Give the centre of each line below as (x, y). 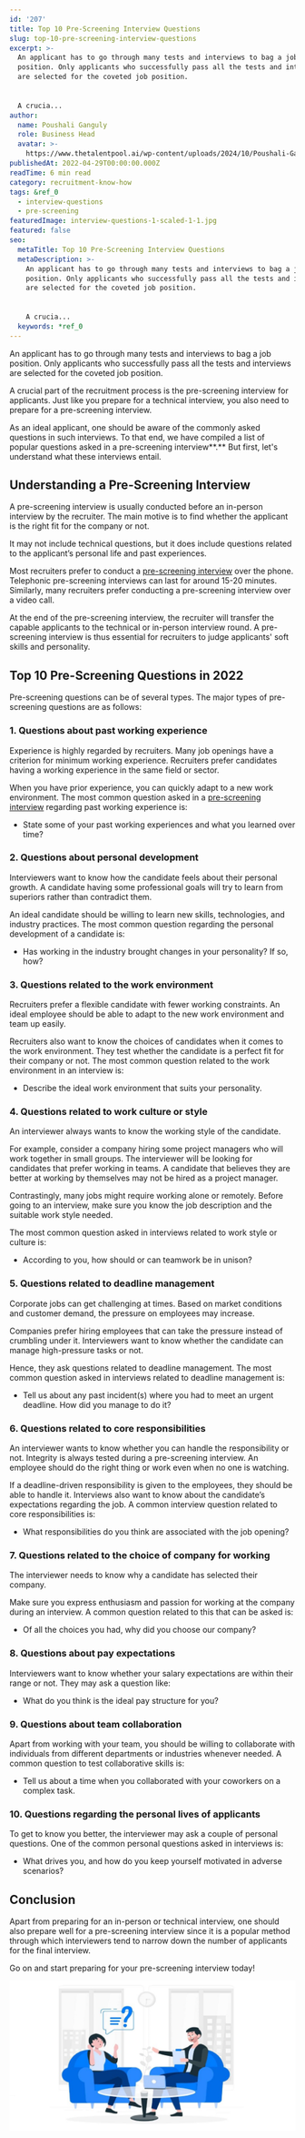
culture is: (28, 1242)
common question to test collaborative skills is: (97, 1763)
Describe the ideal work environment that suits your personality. (142, 1089)
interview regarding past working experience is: (98, 806)
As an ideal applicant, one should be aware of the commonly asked (135, 427)
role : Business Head (56, 135)
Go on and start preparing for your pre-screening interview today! (133, 1968)
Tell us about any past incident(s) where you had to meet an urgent (148, 1395)
